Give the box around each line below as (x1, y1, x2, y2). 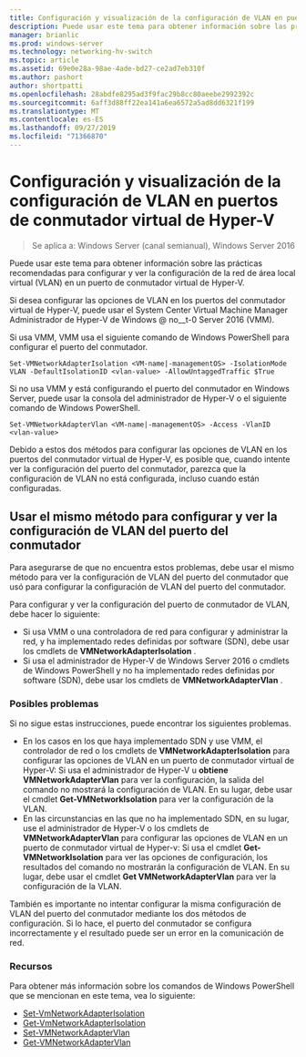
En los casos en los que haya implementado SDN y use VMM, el (22, 735, 263, 746)
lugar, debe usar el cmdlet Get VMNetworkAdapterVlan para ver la (22, 871, 277, 882)
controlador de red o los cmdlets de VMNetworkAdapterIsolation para (22, 744, 291, 756)
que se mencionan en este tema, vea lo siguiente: (9, 990, 196, 1001)
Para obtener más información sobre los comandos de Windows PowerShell (9, 980, 295, 991)
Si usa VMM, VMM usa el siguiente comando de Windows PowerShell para (9, 332, 290, 343)
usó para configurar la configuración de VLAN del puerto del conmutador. (9, 580, 287, 592)
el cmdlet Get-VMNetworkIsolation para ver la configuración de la (22, 794, 274, 805)
